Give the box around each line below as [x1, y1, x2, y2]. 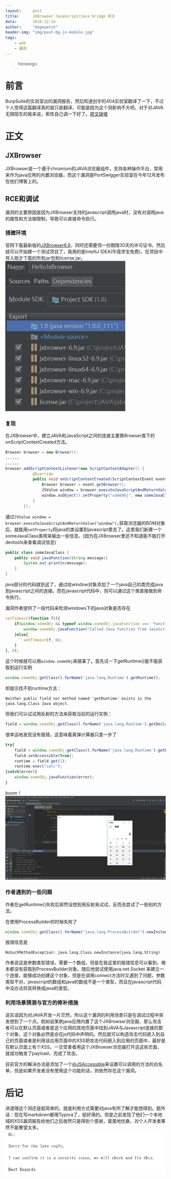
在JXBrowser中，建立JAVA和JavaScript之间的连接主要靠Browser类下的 [5, 432, 155, 439]
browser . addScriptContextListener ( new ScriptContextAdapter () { [5, 466, 145, 471]
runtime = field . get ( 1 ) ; [14, 758, 67, 764]
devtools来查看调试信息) [5, 539, 56, 545]
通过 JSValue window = [5, 514, 51, 520]
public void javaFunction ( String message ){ [14, 555, 108, 561]
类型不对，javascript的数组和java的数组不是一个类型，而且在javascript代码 [5, 979, 162, 985]
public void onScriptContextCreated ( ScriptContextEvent [32, 477, 154, 482]
